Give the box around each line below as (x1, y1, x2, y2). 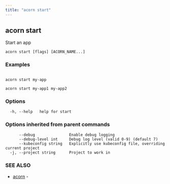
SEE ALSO (5, 162, 31, 169)
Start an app (5, 40, 32, 46)
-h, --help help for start (10, 109, 72, 115)
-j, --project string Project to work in (10, 150, 110, 155)
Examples (5, 61, 31, 68)
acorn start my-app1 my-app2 (5, 86, 67, 91)
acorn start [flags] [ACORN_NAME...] (5, 49, 86, 55)
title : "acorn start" (5, 7, 51, 13)
